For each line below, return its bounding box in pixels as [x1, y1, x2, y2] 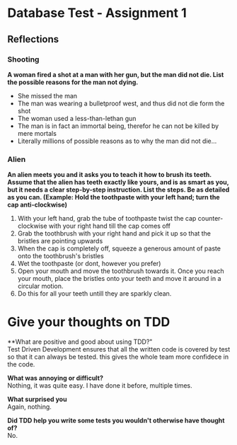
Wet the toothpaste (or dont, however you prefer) [17, 260, 161, 268]
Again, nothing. [7, 403, 52, 411]
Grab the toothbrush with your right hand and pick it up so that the [17, 229, 211, 238]
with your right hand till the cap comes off [48, 221, 171, 231]
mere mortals [17, 129, 57, 137]
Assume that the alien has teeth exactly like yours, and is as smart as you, [7, 178, 229, 187]
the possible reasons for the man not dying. [7, 78, 139, 86]
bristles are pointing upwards [17, 237, 103, 245]
